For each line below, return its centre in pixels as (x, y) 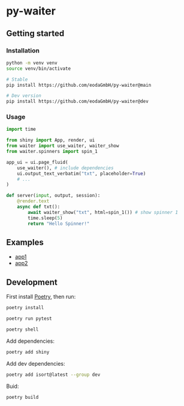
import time (21, 130)
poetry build (22, 397)
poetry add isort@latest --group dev (53, 375)
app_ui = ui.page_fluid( (37, 162)
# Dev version (24, 96)
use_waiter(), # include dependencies (65, 168)
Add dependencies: (31, 341)
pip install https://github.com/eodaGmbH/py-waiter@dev (77, 101)
